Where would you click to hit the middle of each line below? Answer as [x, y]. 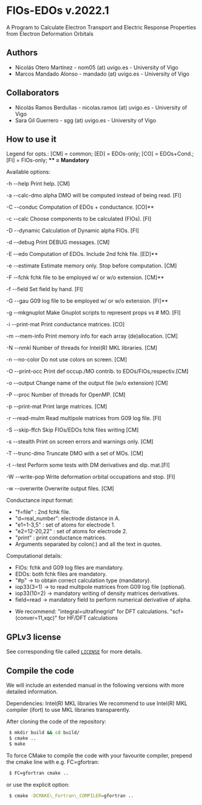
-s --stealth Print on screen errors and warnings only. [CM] [80, 442]
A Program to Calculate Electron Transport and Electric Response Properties [101, 27]
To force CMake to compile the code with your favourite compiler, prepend [99, 755]
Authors [22, 53]
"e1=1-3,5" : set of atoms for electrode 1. [65, 525]
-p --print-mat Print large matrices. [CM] [57, 407]
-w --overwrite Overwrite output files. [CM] [60, 488]
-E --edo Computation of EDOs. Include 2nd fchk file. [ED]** [82, 254]
